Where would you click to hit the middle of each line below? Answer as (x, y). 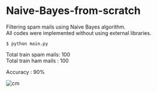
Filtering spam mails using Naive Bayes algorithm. (66, 27)
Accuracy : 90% (25, 72)
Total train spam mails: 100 (38, 54)
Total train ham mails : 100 (37, 61)
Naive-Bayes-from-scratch (74, 11)
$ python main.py (27, 44)
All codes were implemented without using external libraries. (79, 33)
